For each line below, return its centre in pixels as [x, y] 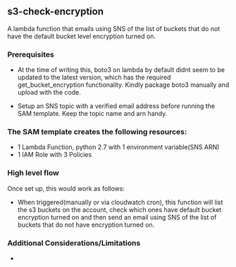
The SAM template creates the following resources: [97, 132]
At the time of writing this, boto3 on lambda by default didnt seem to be [121, 70]
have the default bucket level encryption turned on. [82, 36]
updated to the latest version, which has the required [94, 78]
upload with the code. [49, 93]
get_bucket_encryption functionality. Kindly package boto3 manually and [123, 85]
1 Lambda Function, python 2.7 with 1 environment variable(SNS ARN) [118, 147]
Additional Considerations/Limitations [74, 243]
